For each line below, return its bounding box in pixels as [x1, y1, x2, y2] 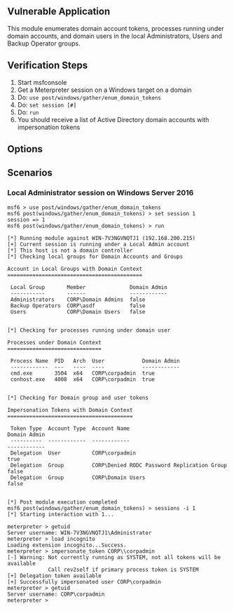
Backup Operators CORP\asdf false [10, 302, 146, 309]
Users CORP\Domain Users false [10, 308, 146, 315]
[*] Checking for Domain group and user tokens [7, 394, 149, 401]
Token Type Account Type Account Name [10, 424, 130, 432]
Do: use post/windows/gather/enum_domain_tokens [17, 93, 161, 101]
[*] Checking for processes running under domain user [7, 326, 171, 334]
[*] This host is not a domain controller [7, 247, 133, 254]
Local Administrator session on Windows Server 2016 [7, 188, 194, 198]
